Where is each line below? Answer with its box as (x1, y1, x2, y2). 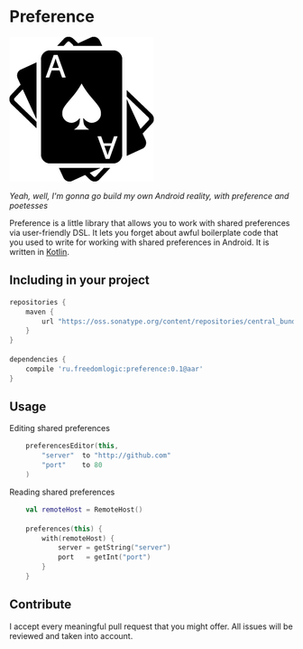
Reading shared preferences (9, 486, 115, 497)
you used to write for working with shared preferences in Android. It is (9, 237, 270, 248)
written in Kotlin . (9, 246, 70, 257)
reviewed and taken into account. (9, 630, 133, 641)
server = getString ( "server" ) (57, 543, 171, 552)
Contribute (9, 597, 72, 612)
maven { (25, 307, 54, 316)
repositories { (9, 297, 67, 306)
